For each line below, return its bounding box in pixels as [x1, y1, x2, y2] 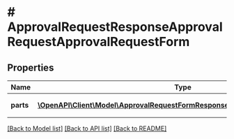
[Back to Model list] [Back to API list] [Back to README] [7, 124, 167, 133]
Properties [7, 61, 54, 73]
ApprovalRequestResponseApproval [7, 19, 223, 35]
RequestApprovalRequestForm [7, 34, 190, 50]
